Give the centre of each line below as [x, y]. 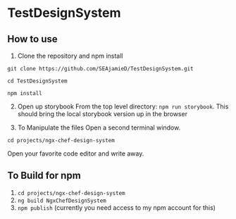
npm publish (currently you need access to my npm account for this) [117, 207]
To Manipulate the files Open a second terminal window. [99, 127]
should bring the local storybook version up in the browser [103, 114]
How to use [32, 39]
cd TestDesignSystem [38, 81]
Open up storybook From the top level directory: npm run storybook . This [123, 106]
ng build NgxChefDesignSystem [62, 201]
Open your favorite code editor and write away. [76, 154]
